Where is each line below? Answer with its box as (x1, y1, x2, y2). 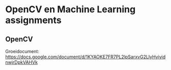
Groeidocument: (5, 49, 39, 54)
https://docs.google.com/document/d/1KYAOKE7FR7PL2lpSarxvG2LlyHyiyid (5, 54, 166, 60)
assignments (5, 14, 62, 26)
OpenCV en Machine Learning (5, 4, 136, 15)
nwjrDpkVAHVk (5, 59, 38, 65)
